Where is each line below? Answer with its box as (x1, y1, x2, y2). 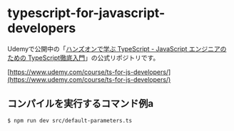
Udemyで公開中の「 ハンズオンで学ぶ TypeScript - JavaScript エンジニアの (7, 44, 227, 53)
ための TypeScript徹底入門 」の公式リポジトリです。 (7, 53, 160, 62)
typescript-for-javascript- (7, 5, 166, 21)
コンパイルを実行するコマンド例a (7, 98, 154, 110)
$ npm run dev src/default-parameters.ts (7, 117, 133, 124)
